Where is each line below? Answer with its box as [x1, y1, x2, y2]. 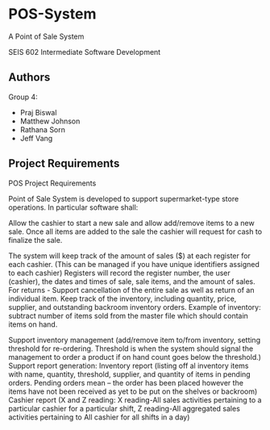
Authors [8, 70, 51, 85]
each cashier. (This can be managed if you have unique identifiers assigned [8, 259, 260, 269]
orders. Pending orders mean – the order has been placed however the [8, 378, 244, 387]
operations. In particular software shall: [8, 202, 139, 212]
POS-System [8, 5, 97, 23]
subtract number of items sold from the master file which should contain [8, 311, 248, 320]
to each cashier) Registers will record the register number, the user [8, 268, 231, 278]
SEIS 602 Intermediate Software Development [8, 47, 161, 56]
